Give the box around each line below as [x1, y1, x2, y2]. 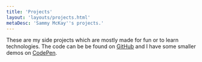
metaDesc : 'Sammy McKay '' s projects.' [6, 20, 104, 26]
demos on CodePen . [6, 49, 57, 57]
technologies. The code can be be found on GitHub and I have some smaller [6, 43, 197, 50]
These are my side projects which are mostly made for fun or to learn [6, 37, 179, 44]
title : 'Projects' [6, 8, 53, 15]
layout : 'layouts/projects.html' [6, 14, 91, 20]
